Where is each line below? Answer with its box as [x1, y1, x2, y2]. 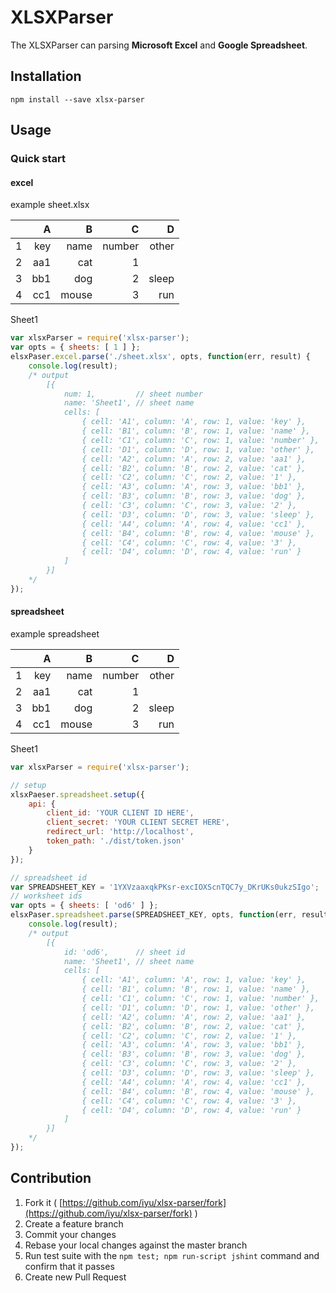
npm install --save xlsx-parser [10, 94, 145, 105]
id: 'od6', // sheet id [63, 947, 186, 957]
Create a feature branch [24, 1217, 124, 1230]
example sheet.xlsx [10, 199, 90, 211]
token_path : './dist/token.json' [46, 836, 186, 846]
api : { [28, 799, 56, 809]
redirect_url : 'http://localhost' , [46, 827, 195, 837]
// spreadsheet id [10, 872, 87, 883]
